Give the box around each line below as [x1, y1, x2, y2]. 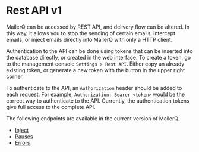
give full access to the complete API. [6, 103, 96, 110]
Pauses [14, 132, 33, 140]
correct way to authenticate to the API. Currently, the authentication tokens [6, 97, 189, 104]
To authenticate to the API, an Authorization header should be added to [6, 84, 182, 91]
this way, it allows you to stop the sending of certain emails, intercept [6, 29, 175, 36]
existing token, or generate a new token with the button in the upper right [6, 66, 185, 73]
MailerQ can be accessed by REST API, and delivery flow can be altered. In [6, 23, 190, 30]
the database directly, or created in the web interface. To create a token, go [6, 54, 191, 61]
